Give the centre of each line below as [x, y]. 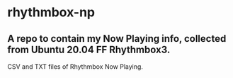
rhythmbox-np [51, 12]
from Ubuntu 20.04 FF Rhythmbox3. [89, 49]
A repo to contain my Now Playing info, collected [117, 39]
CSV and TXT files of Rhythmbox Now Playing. [75, 67]
